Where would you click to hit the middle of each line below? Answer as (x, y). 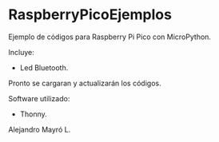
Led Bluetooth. (44, 67)
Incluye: (21, 52)
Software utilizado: (39, 98)
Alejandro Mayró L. (40, 129)
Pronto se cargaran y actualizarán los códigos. (85, 83)
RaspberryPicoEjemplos (90, 15)
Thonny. (34, 114)
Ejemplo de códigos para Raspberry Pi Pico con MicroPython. (110, 37)
